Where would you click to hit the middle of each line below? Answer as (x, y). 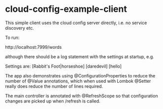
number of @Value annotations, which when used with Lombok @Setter (78, 81)
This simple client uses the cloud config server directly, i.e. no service (76, 23)
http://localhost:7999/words (33, 47)
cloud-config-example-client (66, 9)
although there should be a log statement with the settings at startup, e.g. (80, 56)
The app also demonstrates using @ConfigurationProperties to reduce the (80, 75)
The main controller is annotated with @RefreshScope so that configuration (82, 96)
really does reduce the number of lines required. (54, 86)
